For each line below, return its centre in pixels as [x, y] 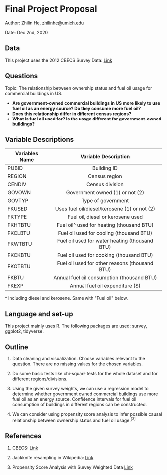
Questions [22, 76]
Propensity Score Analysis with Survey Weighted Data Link [73, 467]
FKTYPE [17, 217]
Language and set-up [39, 314]
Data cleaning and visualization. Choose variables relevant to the [79, 359]
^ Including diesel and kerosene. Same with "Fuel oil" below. [67, 298]
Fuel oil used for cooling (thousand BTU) [105, 233]
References [23, 436]
